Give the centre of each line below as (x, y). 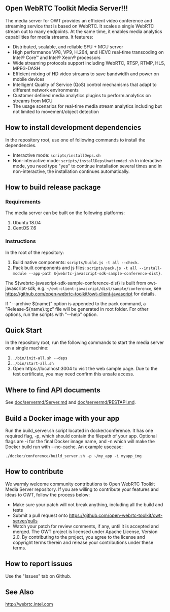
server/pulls (25, 520)
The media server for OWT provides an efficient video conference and (79, 20)
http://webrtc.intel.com (29, 604)
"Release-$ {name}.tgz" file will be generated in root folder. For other (77, 309)
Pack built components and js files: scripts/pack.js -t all (75, 268)
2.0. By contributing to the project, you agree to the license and (79, 537)
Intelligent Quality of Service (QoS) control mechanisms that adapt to (84, 84)
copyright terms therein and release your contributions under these (83, 542)
